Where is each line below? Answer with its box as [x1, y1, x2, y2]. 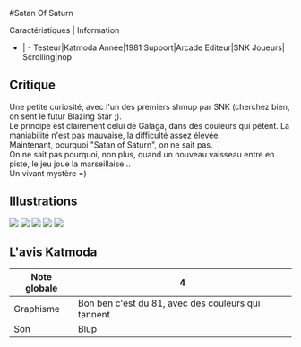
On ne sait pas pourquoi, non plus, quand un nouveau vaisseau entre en [9, 148, 275, 159]
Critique [9, 78, 56, 93]
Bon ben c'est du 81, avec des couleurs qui [77, 297, 261, 309]
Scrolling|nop [21, 52, 73, 62]
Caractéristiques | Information [9, 25, 120, 35]
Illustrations [9, 194, 78, 209]
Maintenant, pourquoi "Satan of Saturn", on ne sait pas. [9, 139, 213, 150]
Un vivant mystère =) [9, 167, 87, 178]
